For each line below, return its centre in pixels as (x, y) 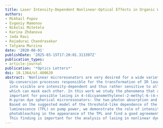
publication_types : (25, 59)
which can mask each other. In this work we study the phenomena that (82, 91)
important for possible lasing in (44, 95)
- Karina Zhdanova (24, 32)
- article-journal (24, 64)
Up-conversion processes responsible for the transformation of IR (79, 82)
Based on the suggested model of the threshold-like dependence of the (83, 105)
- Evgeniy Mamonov (24, 23)
